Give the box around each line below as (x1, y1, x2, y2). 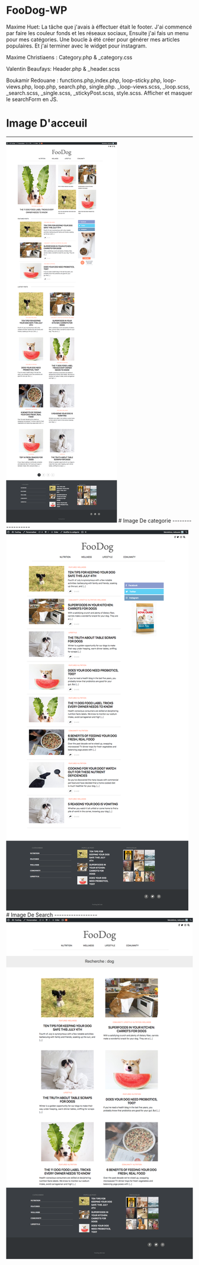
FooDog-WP (6, 4, 68, 17)
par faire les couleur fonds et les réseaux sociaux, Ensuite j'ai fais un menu (6, 29, 189, 36)
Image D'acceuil (6, 117, 88, 130)
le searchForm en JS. (6, 96, 58, 103)
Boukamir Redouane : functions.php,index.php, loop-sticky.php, (6, 77, 162, 84)
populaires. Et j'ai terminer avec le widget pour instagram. (6, 42, 147, 49)
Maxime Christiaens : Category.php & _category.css (6, 54, 133, 61)
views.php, (6, 83, 33, 90)
